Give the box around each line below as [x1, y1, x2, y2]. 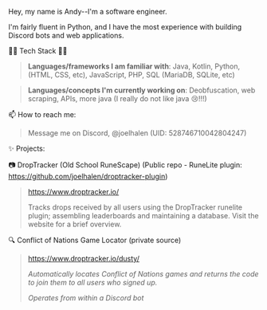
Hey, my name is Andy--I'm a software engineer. [8, 7, 167, 16]
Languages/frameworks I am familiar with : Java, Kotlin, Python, [27, 61, 241, 71]
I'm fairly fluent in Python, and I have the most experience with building [8, 22, 242, 31]
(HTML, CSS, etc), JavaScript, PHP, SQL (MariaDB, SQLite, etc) [27, 70, 235, 79]
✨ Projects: [8, 143, 45, 153]
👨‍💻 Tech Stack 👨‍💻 [8, 46, 68, 55]
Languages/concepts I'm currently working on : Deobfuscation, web [27, 85, 256, 95]
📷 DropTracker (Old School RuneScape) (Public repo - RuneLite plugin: [8, 160, 242, 170]
